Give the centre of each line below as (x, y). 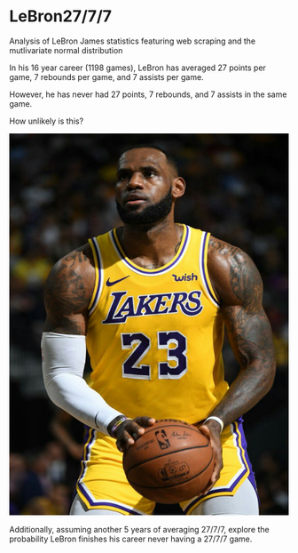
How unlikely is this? (47, 121)
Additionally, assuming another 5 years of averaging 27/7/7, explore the (139, 530)
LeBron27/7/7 (61, 16)
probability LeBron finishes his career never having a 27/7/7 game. (131, 539)
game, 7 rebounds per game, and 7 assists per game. (106, 76)
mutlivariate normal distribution (66, 50)
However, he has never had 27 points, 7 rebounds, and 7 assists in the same (148, 94)
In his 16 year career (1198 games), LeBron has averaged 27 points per (137, 68)
